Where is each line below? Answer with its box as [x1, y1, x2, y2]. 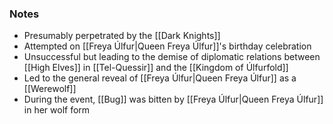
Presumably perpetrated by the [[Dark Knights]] [23, 30, 221, 42]
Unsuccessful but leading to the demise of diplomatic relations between [23, 51, 321, 63]
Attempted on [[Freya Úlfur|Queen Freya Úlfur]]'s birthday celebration [23, 40, 312, 52]
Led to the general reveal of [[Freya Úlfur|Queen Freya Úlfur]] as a [23, 72, 297, 84]
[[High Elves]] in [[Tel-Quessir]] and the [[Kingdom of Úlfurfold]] [23, 62, 289, 74]
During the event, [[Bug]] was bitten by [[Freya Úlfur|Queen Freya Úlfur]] [23, 93, 324, 106]
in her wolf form [23, 104, 91, 116]
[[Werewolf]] [23, 83, 77, 95]
